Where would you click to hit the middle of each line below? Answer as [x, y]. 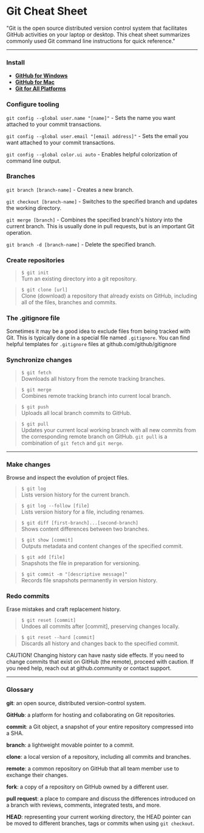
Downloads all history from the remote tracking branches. [93, 378]
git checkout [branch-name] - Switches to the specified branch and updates [102, 201]
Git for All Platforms [40, 89]
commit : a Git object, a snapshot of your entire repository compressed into [100, 727]
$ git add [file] [43, 557]
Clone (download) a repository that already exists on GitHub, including [109, 296]
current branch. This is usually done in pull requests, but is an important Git [100, 226]
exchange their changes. [37, 775]
